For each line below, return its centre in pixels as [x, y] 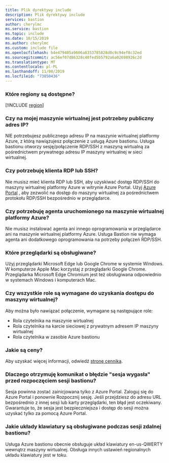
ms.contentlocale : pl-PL [31, 67]
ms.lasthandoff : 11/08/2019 [35, 72]
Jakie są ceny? [24, 350]
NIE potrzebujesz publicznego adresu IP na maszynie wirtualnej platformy [82, 136]
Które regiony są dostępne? [40, 94]
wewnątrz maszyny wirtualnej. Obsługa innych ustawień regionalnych [78, 449]
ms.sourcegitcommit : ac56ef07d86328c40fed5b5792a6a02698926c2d [74, 57]
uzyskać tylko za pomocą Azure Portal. [46, 414]
